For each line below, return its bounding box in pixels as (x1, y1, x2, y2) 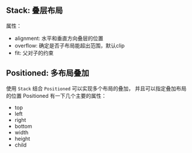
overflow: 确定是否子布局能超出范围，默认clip (14, 42, 125, 49)
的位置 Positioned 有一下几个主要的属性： (6, 92, 107, 99)
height (14, 135, 31, 142)
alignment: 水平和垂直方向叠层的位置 (14, 35, 104, 42)
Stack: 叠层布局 (6, 5, 63, 16)
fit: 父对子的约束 (14, 49, 54, 56)
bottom (14, 123, 32, 130)
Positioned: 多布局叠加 (6, 68, 89, 78)
